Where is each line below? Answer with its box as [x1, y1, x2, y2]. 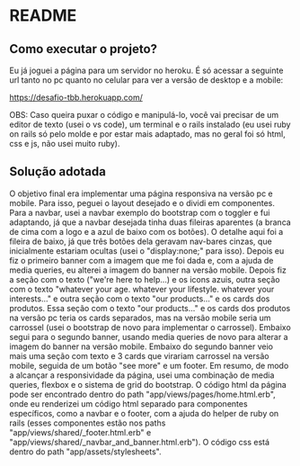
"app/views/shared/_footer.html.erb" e [9, 426, 152, 437]
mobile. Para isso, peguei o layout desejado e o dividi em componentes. [9, 197, 276, 208]
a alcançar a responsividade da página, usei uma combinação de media [9, 370, 275, 381]
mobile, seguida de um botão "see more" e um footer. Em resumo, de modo [9, 360, 289, 371]
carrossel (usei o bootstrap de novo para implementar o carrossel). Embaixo [9, 321, 292, 333]
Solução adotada [9, 164, 106, 180]
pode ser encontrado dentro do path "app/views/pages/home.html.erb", [9, 389, 276, 399]
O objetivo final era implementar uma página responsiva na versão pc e [9, 188, 274, 199]
